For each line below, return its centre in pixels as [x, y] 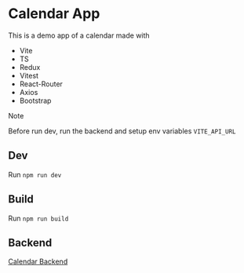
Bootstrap [35, 100]
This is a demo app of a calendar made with [79, 35]
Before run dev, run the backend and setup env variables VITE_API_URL [122, 131]
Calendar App [54, 14]
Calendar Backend [38, 262]
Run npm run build [38, 218]
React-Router [41, 84]
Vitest [29, 75]
